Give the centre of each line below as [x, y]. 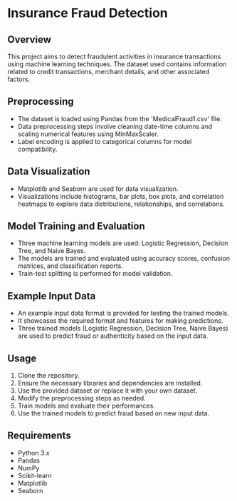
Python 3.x [33, 453]
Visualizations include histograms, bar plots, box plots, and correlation [121, 196]
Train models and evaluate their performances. [86, 406]
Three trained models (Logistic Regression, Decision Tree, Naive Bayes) [123, 329]
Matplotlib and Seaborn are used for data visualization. [98, 188]
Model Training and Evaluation [77, 226]
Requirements [39, 436]
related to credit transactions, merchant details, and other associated [109, 72]
